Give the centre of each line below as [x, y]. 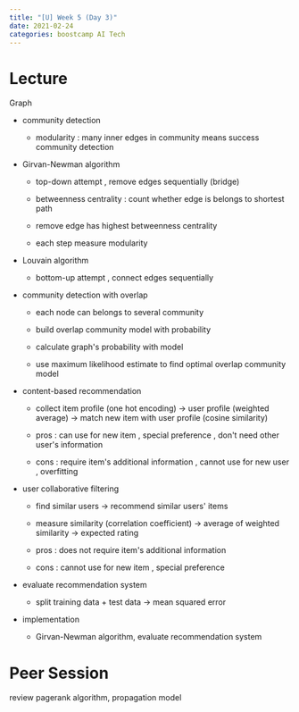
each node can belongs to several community [120, 313]
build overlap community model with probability [123, 330]
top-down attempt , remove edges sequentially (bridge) [137, 182]
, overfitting [57, 472]
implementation [51, 620]
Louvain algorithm [55, 261]
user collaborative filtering [71, 489]
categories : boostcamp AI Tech [67, 34]
